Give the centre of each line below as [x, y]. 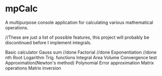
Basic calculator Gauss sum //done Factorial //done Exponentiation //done [81, 52]
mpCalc [22, 9]
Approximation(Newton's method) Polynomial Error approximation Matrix [80, 63]
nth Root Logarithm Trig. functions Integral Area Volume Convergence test [81, 57]
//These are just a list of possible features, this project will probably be [77, 37]
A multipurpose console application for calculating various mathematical [79, 22]
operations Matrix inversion [33, 68]
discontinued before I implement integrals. [48, 42]
